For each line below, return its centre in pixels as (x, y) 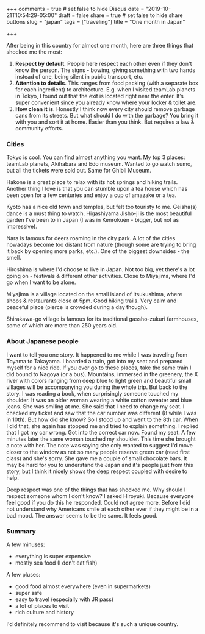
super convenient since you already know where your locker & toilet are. (106, 102)
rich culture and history (45, 612)
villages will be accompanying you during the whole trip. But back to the (97, 387)
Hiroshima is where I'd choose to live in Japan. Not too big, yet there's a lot (101, 269)
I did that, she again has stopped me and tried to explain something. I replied (103, 426)
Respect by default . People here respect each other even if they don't (103, 64)
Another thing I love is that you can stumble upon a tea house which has (97, 189)
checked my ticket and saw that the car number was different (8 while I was (102, 413)
